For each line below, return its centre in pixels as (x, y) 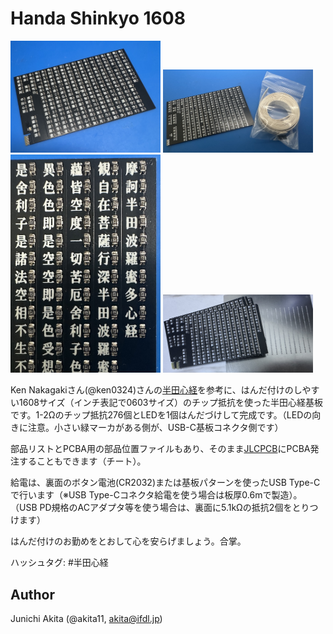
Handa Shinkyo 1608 (98, 18)
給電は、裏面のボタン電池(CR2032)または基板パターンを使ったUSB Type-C (165, 483)
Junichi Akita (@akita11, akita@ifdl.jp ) (86, 619)
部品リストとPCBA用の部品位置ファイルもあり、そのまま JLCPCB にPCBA (160, 449)
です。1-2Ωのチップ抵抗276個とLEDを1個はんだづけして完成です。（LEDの (161, 415)
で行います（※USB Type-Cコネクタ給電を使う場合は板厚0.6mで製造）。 (156, 495)
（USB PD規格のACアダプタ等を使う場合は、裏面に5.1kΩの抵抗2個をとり (160, 508)
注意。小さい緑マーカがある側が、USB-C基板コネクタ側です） (155, 428)
